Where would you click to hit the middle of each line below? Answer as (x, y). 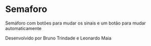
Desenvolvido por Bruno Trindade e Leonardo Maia (58, 38)
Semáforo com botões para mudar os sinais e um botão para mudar (76, 23)
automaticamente (23, 28)
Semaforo (26, 9)
